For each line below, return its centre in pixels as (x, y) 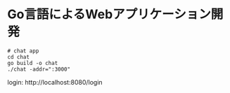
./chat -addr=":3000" (39, 69)
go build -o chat (33, 63)
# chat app (23, 51)
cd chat (19, 57)
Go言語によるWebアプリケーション (109, 14)
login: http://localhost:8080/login (55, 82)
